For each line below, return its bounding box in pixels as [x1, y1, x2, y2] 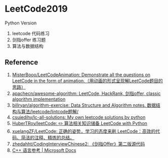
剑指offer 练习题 [12, 37, 46, 43]
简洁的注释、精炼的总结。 [21, 134, 74, 140]
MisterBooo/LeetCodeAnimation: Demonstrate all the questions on [12, 72, 150, 78]
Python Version [5, 20, 37, 26]
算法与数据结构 [12, 43, 44, 49]
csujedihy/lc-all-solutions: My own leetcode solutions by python [12, 114, 146, 120]
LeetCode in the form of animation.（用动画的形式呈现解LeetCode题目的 [12, 77, 163, 84]
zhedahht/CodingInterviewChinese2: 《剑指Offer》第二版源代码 [12, 141, 145, 147]
